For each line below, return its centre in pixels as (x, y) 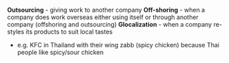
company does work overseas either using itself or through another (103, 17)
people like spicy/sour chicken (60, 52)
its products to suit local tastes (69, 32)
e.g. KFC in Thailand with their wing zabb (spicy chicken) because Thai (118, 45)
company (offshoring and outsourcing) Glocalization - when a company (110, 24)
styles (16, 32)
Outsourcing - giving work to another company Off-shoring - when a (106, 10)
